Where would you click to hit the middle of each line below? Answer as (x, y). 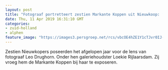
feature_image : (21, 38)
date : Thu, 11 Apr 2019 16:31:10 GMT (44, 19)
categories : (17, 24)
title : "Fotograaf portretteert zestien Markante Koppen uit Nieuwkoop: (82, 14)
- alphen (14, 33)
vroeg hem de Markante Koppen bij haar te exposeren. (61, 62)
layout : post (19, 10)
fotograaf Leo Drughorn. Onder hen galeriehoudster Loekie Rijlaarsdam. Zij (82, 57)
